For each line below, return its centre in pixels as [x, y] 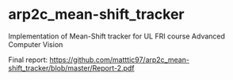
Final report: [28, 60]
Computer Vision [36, 44]
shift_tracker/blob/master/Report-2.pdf [71, 67]
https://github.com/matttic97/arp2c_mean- [120, 60]
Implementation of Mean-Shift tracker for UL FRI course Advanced [117, 36]
